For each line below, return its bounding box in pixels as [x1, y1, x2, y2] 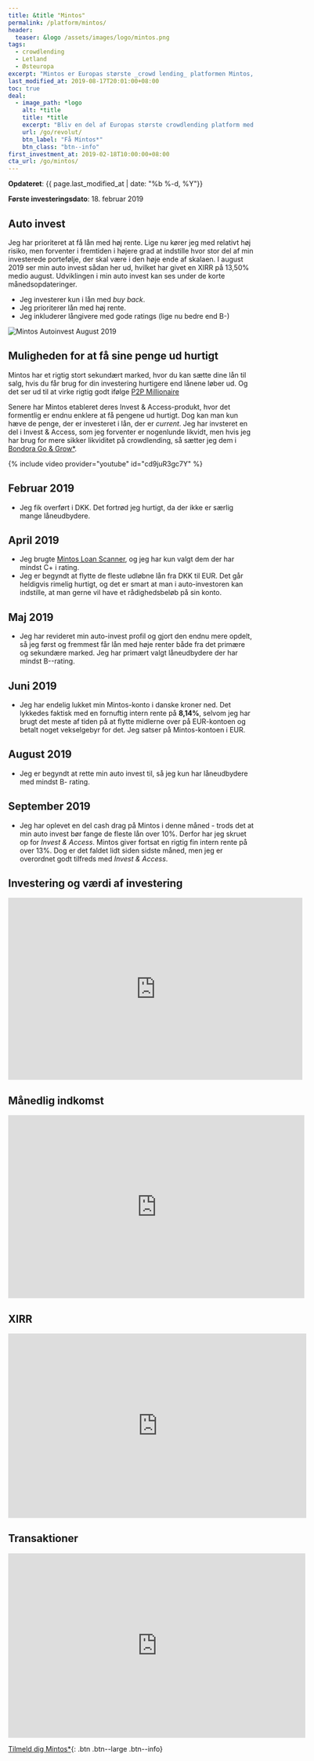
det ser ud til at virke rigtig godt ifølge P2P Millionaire [8, 386, 180, 396]
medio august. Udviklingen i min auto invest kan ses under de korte [8, 271, 226, 280]
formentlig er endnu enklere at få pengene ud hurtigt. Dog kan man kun [8, 410, 239, 420]
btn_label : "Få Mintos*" [22, 135, 103, 144]
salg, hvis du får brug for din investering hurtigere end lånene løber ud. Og [8, 378, 248, 388]
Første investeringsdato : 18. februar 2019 [8, 194, 143, 204]
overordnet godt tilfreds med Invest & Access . [19, 853, 168, 864]
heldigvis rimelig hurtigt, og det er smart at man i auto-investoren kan [19, 579, 244, 589]
